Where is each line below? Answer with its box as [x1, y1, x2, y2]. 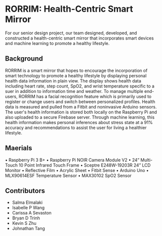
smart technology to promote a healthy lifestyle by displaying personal [5, 72, 147, 79]
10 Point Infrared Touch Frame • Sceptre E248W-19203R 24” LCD [19, 162, 151, 168]
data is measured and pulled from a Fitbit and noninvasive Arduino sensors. [5, 104, 157, 109]
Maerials [5, 144, 33, 152]
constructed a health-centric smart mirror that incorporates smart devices [5, 35, 154, 41]
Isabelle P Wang [12, 205, 45, 211]
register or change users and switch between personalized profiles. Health [5, 99, 155, 105]
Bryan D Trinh [12, 215, 40, 221]
